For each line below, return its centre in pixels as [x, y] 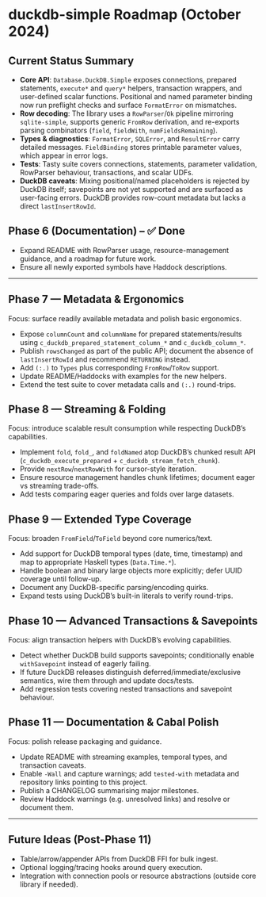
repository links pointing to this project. [84, 782]
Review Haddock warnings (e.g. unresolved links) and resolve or [125, 799]
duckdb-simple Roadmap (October [125, 15]
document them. [46, 807]
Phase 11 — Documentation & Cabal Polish [114, 722]
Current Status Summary [71, 61]
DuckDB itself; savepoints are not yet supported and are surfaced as [131, 189]
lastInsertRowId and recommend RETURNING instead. [105, 359]
